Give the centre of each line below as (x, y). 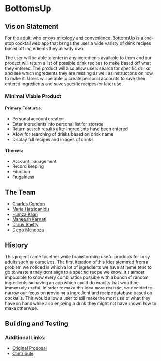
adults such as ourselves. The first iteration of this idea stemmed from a (77, 262)
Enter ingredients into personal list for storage (58, 124)
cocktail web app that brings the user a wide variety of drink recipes (83, 43)
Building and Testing (37, 324)
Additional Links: (25, 338)
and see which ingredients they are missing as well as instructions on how (79, 73)
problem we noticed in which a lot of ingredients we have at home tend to (78, 267)
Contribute (23, 353)
